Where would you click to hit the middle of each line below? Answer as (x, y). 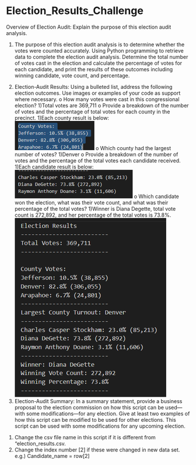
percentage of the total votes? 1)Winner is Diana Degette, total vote (95, 209)
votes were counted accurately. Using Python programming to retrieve (99, 50)
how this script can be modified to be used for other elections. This (95, 419)
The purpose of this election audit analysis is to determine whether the (99, 44)
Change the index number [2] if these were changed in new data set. (97, 450)
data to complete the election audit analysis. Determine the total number (101, 57)
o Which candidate (157, 196)
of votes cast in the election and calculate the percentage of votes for (98, 63)
